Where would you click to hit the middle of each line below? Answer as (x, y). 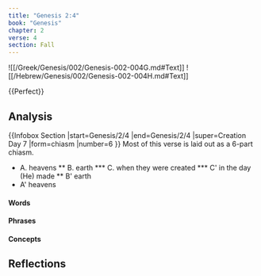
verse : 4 (23, 38)
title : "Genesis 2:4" (44, 15)
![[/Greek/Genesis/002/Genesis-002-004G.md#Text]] (96, 67)
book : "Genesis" (35, 23)
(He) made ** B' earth (56, 176)
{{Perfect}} (26, 91)
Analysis (31, 116)
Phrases (22, 221)
